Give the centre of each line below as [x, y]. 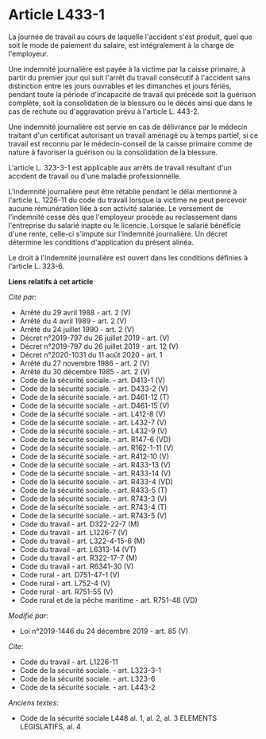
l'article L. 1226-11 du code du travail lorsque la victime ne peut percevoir [128, 200]
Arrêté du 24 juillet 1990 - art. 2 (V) [77, 329]
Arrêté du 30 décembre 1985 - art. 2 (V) [85, 371]
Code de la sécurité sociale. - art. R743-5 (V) [93, 515]
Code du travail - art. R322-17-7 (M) [78, 557]
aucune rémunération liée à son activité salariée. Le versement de [116, 208]
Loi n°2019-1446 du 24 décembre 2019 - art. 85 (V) [104, 631]
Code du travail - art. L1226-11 [69, 662]
